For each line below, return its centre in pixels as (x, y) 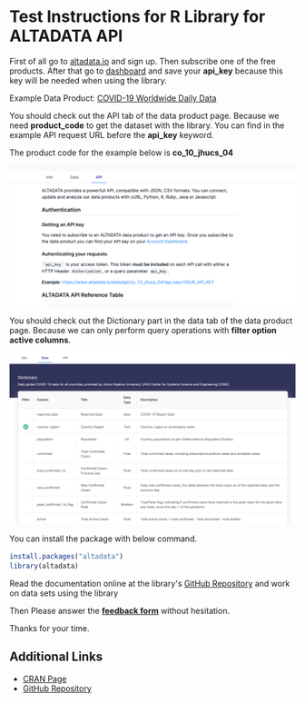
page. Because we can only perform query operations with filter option (143, 331)
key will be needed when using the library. (89, 80)
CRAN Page (44, 678)
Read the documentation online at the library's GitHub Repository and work (150, 583)
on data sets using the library (64, 593)
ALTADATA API (66, 36)
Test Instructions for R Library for (138, 17)
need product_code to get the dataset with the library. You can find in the (147, 125)
